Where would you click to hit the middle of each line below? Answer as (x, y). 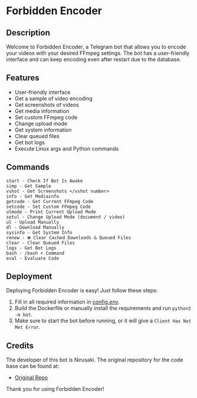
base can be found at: (33, 366)
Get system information (43, 130)
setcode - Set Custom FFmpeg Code (49, 207)
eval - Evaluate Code (33, 258)
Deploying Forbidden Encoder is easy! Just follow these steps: (82, 291)
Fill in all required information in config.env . (67, 302)
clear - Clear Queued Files (41, 243)
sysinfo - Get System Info (39, 232)
